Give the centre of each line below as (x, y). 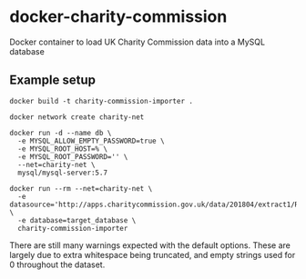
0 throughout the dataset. (57, 264)
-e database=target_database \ (77, 220)
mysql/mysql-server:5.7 (62, 173)
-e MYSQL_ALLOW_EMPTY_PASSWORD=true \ (92, 141)
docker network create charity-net (77, 117)
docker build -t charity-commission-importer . (102, 101)
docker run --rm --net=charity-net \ (81, 188)
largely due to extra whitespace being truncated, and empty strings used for (153, 254)
